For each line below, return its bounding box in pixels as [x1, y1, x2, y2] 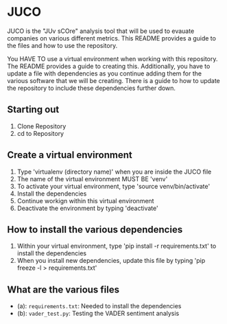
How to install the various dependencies [7, 224, 183, 235]
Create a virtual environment [7, 149, 132, 161]
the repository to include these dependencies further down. [7, 84, 176, 92]
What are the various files [7, 283, 120, 295]
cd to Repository [16, 129, 64, 137]
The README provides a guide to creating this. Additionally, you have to [7, 62, 211, 70]
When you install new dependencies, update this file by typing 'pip [16, 257, 206, 265]
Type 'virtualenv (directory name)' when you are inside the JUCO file [16, 167, 212, 176]
